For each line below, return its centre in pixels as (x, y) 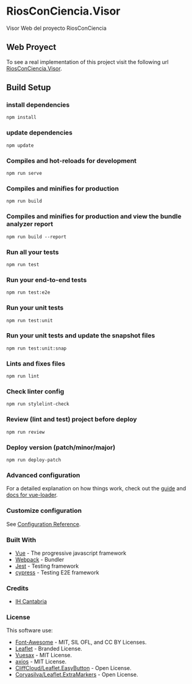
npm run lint (23, 376)
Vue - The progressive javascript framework (71, 553)
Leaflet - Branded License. (48, 649)
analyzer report (30, 224)
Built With (21, 540)
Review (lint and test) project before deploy (72, 420)
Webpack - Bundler (40, 559)
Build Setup (29, 87)
